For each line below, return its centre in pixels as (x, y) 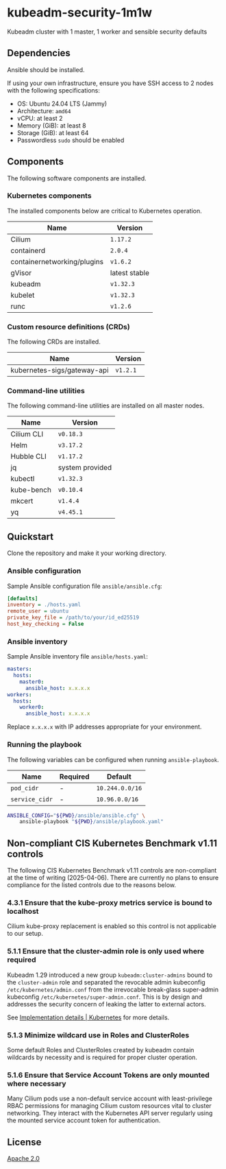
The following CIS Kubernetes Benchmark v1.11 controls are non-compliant (112, 871)
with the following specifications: (54, 90)
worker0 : (32, 707)
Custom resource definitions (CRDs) (68, 327)
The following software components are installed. (77, 178)
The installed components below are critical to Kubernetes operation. (104, 211)
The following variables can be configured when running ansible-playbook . (113, 759)
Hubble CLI (28, 456)
